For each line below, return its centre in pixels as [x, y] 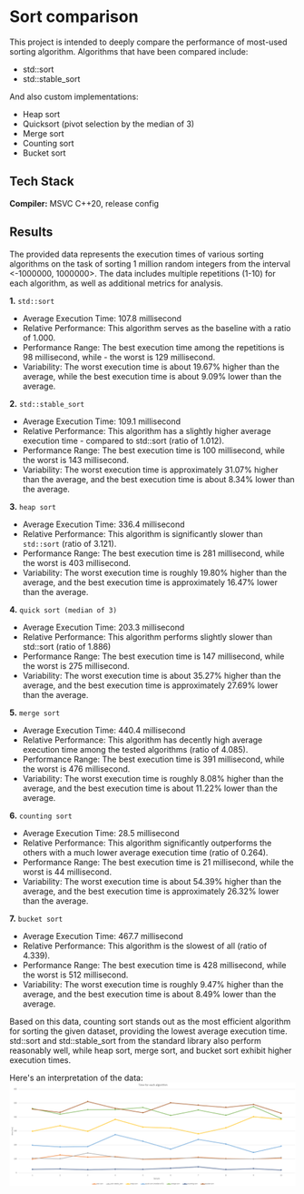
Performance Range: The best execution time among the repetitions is [153, 347]
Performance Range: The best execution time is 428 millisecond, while [154, 965]
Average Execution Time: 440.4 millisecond [104, 730]
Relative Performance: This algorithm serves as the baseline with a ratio [157, 328]
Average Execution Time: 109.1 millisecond [102, 421]
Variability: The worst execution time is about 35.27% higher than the [152, 675]
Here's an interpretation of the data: [76, 1078]
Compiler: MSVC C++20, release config [84, 203]
